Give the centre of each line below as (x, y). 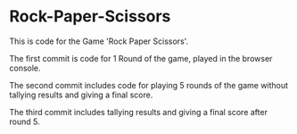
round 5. (25, 121)
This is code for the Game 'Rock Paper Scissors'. (99, 41)
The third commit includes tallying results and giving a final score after (138, 112)
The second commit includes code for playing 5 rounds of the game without (148, 85)
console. (25, 68)
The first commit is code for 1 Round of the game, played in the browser (141, 58)
